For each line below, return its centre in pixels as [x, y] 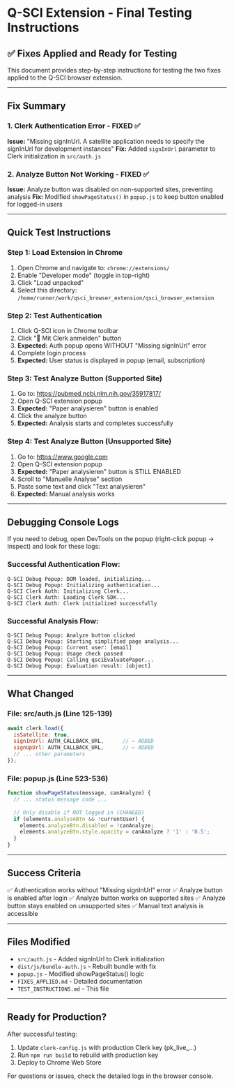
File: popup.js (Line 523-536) [58, 778]
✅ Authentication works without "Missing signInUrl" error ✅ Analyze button [115, 890]
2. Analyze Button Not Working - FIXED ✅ [78, 174]
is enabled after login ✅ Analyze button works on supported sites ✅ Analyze [116, 898]
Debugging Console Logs [63, 522]
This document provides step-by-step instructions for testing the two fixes [114, 70]
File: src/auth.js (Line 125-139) [60, 713]
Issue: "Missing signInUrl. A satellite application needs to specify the [106, 141]
